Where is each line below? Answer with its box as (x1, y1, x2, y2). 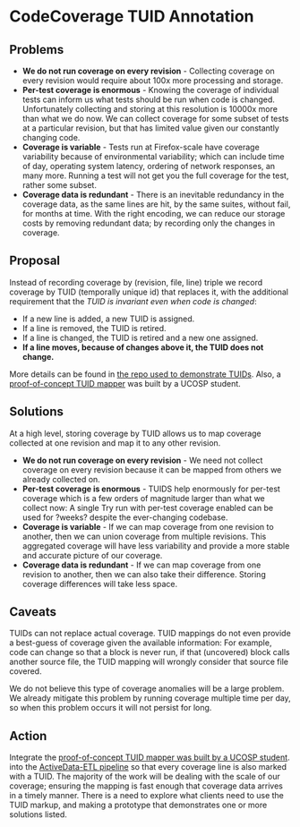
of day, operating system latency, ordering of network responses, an (21, 161, 276, 171)
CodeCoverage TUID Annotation (9, 6, 254, 27)
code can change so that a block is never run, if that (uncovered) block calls (9, 647, 290, 658)
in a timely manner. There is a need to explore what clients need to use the (9, 790, 285, 801)
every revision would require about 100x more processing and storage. (21, 75, 284, 86)
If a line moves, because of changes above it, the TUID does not (21, 342, 264, 353)
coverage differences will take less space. (21, 578, 177, 589)
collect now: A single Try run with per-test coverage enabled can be (21, 502, 274, 513)
